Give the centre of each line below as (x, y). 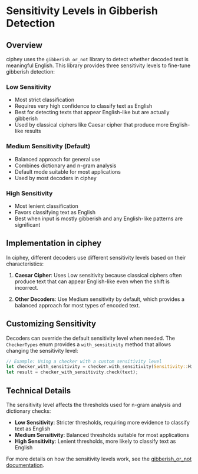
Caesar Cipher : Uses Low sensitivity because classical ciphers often (98, 275)
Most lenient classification (46, 206)
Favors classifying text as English (55, 212)
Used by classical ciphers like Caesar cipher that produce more (92, 125)
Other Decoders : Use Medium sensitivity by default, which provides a (99, 299)
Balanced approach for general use (57, 159)
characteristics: (25, 264)
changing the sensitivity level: (42, 350)
